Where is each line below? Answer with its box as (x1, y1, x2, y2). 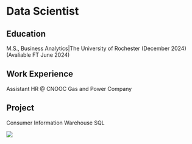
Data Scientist (6, 4, 79, 18)
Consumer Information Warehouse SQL (6, 119, 105, 126)
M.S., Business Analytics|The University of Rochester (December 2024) (6, 45, 187, 52)
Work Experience (6, 69, 74, 79)
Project (6, 103, 35, 113)
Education (6, 29, 46, 39)
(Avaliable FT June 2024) (6, 51, 70, 59)
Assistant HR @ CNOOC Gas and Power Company (6, 85, 132, 92)
